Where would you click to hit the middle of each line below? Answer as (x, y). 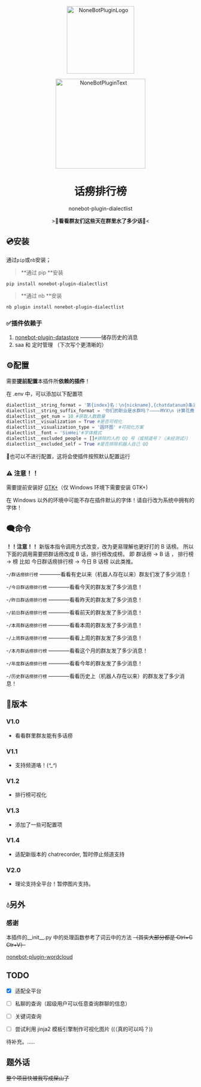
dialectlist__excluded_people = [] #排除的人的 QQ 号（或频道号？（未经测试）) (98, 439)
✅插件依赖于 (24, 323)
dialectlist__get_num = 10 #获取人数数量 (56, 416)
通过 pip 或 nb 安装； (29, 259)
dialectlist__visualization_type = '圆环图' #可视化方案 (75, 428)
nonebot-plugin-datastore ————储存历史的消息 (76, 337)
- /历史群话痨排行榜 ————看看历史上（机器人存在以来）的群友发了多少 (93, 676)
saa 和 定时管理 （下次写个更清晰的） (61, 345)
